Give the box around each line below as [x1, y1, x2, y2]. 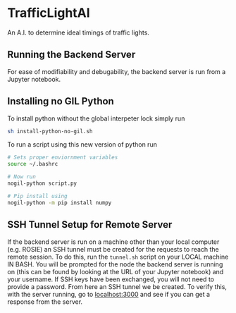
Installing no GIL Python [7, 95, 114, 107]
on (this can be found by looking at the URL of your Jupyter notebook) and [7, 267, 224, 276]
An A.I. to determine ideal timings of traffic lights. [7, 28, 150, 37]
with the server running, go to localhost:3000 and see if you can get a [7, 290, 210, 298]
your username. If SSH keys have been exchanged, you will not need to [7, 275, 215, 283]
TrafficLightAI [7, 5, 90, 21]
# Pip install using [7, 192, 68, 200]
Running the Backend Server [7, 49, 136, 61]
